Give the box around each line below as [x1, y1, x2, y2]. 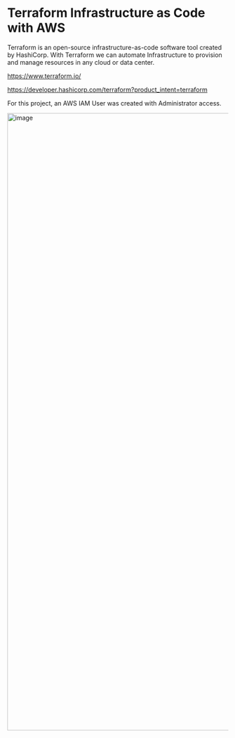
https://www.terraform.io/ [7, 72, 81, 80]
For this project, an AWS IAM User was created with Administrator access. [7, 98, 222, 107]
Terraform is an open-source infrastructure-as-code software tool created [7, 43, 222, 51]
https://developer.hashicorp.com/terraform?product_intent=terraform [7, 85, 208, 94]
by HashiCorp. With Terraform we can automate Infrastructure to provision [7, 51, 222, 59]
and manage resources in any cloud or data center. [7, 58, 155, 66]
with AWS [7, 20, 65, 36]
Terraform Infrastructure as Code [7, 5, 206, 21]
